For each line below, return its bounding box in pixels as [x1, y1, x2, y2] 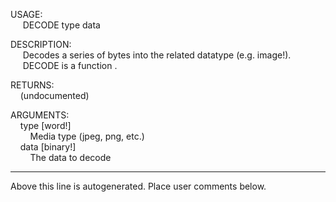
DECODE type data [22, 19, 101, 31]
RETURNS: [10, 79, 55, 91]
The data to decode [29, 152, 112, 163]
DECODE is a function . [22, 60, 118, 71]
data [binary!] [19, 141, 77, 153]
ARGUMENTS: [10, 109, 70, 121]
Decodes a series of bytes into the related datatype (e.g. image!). [22, 49, 292, 61]
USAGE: [10, 9, 43, 20]
